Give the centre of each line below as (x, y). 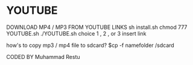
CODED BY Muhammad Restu (43, 57)
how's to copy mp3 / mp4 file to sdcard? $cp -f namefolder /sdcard (90, 45)
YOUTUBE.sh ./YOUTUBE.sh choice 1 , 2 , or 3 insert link (76, 33)
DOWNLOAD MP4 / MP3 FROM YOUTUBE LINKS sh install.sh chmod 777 (97, 27)
